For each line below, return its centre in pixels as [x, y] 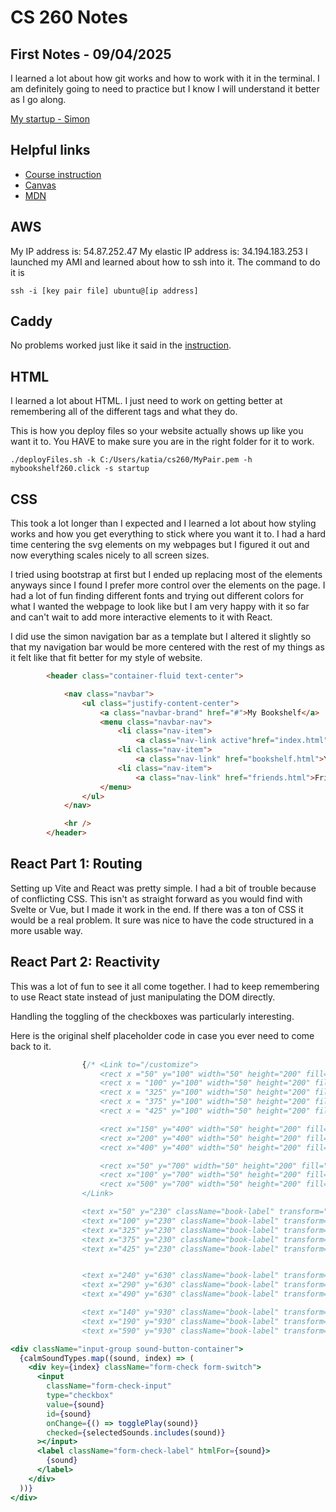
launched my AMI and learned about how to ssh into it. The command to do [165, 262]
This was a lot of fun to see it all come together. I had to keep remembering [165, 986]
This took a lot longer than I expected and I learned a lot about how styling [163, 523]
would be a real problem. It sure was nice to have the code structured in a [162, 920]
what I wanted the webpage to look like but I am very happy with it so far [160, 607]
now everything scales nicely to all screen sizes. [110, 555]
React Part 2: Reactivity [85, 962]
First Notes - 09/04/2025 [91, 54]
